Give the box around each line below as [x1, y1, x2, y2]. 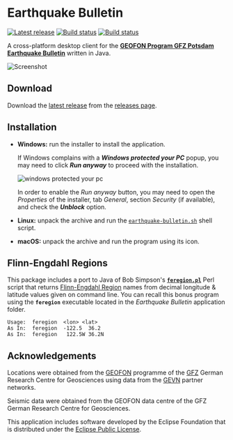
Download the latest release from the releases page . [7, 101, 158, 109]
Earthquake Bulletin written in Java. [7, 49, 111, 57]
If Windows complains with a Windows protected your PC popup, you [17, 153, 219, 162]
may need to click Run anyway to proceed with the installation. [17, 160, 199, 169]
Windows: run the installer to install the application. [17, 139, 166, 148]
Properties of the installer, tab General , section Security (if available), [17, 195, 216, 204]
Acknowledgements [7, 350, 97, 362]
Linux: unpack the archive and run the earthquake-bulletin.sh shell [17, 216, 213, 225]
